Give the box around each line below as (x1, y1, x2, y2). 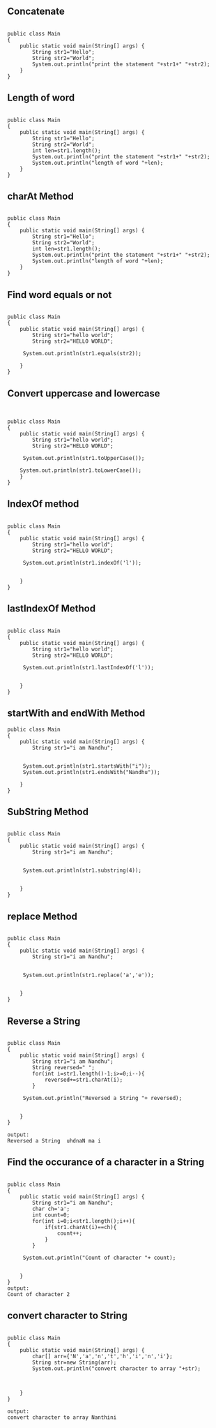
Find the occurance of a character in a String (7, 1156, 204, 1168)
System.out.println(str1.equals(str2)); (22, 350, 141, 357)
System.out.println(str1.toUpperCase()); (22, 455, 145, 462)
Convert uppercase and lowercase (7, 387, 160, 399)
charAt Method (7, 191, 75, 202)
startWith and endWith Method (7, 708, 146, 720)
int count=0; (32, 1211, 70, 1219)
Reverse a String (7, 1015, 81, 1027)
